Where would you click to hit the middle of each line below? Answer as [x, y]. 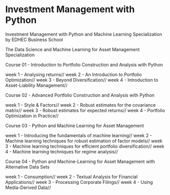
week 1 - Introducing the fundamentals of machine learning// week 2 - [79, 135]
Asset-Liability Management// [36, 85]
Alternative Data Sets [27, 167]
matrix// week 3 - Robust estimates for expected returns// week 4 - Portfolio [85, 110]
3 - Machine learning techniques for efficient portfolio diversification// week [85, 146]
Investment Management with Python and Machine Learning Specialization [84, 34]
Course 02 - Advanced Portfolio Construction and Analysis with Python [80, 95]
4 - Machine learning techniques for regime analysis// [62, 151]
